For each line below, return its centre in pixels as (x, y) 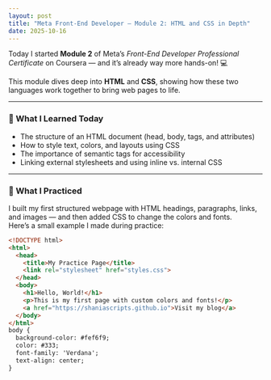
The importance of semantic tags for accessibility (102, 154)
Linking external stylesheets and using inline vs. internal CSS (121, 162)
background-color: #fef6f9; (63, 338)
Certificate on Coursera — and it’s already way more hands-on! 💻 (118, 63)
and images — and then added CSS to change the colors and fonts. (120, 217)
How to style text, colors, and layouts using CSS (100, 145)
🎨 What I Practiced (45, 191)
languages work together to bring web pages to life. (94, 91)
